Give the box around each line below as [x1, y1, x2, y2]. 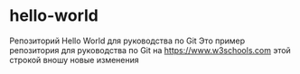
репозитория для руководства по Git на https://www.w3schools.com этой [9, 44, 291, 55]
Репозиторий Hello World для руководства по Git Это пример [9, 35, 246, 46]
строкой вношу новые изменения [9, 54, 140, 65]
